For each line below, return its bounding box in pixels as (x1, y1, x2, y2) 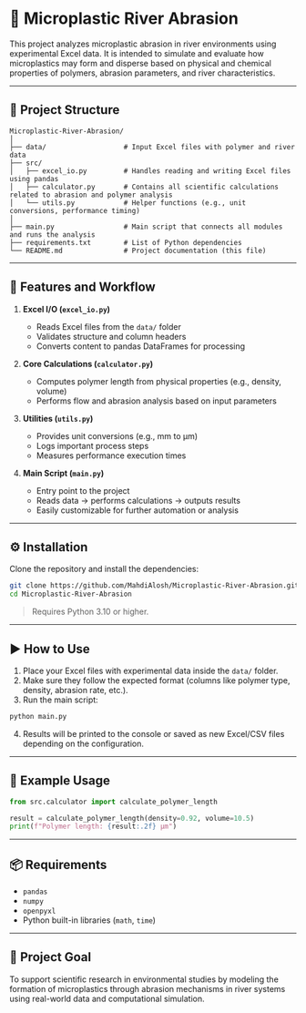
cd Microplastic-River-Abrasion (9, 589, 132, 599)
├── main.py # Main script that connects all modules (9, 222, 283, 231)
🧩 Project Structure (9, 102, 120, 118)
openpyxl (22, 906, 56, 916)
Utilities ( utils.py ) (22, 413, 94, 424)
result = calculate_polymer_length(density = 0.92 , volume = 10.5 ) (9, 813, 255, 823)
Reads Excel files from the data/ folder (36, 321, 182, 332)
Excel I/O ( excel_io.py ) (22, 303, 111, 314)
